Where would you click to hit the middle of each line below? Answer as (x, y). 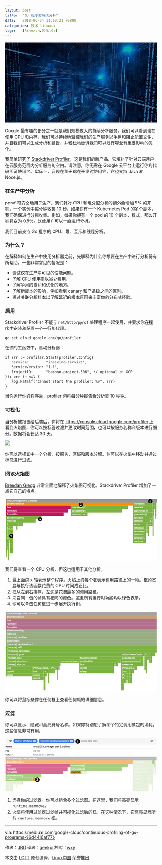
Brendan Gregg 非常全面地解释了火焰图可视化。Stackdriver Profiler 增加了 (78, 485)
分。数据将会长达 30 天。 (30, 433)
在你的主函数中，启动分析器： (34, 348)
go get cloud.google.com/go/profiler (43, 338)
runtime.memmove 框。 (39, 818)
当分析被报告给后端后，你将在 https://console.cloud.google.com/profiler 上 (79, 421)
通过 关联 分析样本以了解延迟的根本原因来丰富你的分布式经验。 (73, 297)
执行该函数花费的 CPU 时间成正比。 (56, 585)
